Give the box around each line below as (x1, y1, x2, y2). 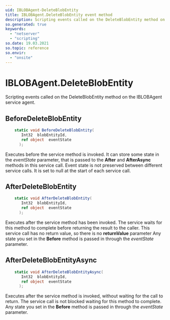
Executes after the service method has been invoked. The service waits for (5, 219, 162, 225)
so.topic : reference (5, 45, 49, 51)
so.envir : (5, 50, 26, 55)
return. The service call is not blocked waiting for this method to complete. (5, 299, 162, 305)
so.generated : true (5, 21, 47, 27)
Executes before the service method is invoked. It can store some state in (5, 151, 159, 157)
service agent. (5, 99, 36, 105)
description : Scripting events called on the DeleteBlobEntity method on (5, 17, 165, 22)
